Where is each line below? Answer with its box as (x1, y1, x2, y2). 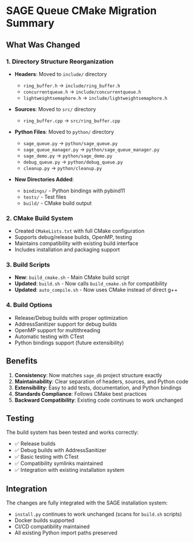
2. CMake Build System (6, 214, 74, 222)
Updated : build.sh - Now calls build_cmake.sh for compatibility (14, 280, 168, 287)
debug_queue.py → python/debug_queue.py (23, 158, 123, 165)
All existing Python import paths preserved (14, 529, 118, 536)
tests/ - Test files (23, 193, 67, 200)
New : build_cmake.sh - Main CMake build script (14, 274, 130, 281)
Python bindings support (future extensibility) (14, 339, 124, 346)
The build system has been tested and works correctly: (6, 429, 139, 436)
